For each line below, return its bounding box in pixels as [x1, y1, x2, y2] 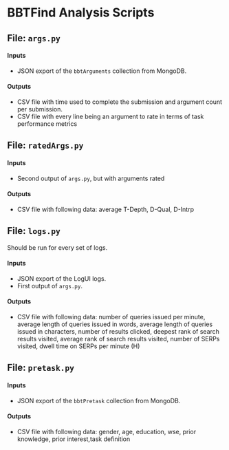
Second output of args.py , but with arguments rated [17, 174, 165, 182]
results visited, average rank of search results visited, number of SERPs [17, 335, 220, 343]
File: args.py [7, 32, 61, 44]
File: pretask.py [7, 362, 74, 374]
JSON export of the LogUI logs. [17, 274, 107, 283]
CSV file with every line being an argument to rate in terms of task [17, 112, 204, 120]
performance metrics [17, 119, 78, 128]
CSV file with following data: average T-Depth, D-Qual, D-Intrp [17, 205, 195, 213]
